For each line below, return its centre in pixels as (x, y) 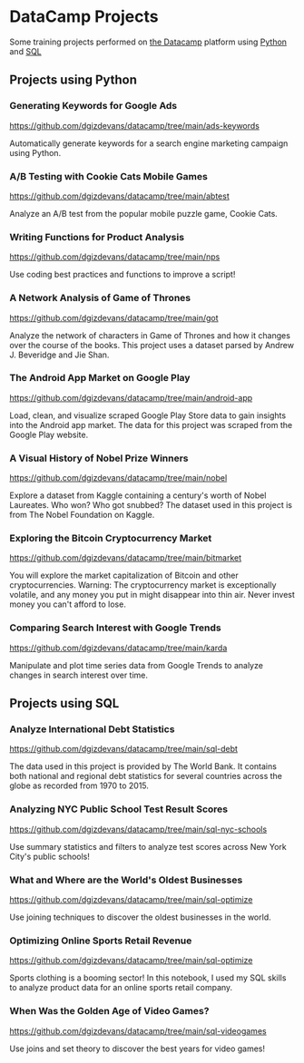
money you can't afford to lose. (68, 604)
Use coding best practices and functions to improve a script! (123, 275)
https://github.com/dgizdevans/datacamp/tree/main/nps (115, 257)
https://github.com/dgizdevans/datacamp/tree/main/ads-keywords (135, 125)
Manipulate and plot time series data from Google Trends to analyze (136, 665)
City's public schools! (50, 856)
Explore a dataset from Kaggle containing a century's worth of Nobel (138, 495)
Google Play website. (49, 434)
